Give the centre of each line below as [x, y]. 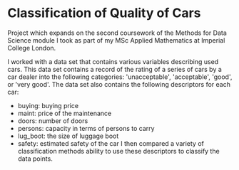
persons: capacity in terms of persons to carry [86, 128]
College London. [32, 48]
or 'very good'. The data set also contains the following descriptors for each [119, 84]
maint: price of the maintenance [65, 113]
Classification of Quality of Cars [104, 13]
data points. [35, 159]
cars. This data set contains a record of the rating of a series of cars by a [115, 69]
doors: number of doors [53, 121]
